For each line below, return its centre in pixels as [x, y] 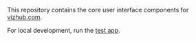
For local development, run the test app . [64, 30]
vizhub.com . [25, 17]
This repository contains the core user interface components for [98, 10]
